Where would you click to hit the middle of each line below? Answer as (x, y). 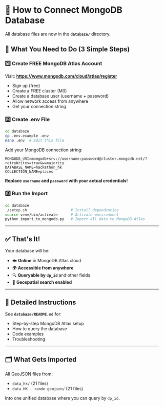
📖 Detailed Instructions (41, 302)
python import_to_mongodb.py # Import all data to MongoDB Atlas (75, 219)
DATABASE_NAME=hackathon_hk (34, 167)
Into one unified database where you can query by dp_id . (62, 398)
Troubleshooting (29, 339)
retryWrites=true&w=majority (35, 163)
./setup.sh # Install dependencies (62, 210)
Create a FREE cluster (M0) (40, 90)
